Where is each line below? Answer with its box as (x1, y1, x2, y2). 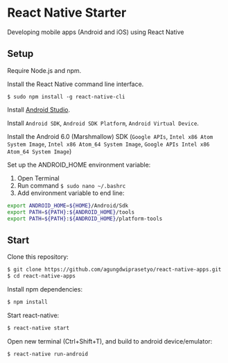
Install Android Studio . (7, 105, 71, 114)
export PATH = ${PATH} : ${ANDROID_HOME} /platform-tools (7, 215, 163, 222)
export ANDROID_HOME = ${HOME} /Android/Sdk (7, 202, 129, 209)
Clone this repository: (7, 253, 69, 261)
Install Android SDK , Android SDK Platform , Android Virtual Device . (7, 119, 200, 127)
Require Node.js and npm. (7, 66, 82, 74)
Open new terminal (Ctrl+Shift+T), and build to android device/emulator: (7, 337, 213, 345)
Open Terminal (17, 174, 60, 182)
